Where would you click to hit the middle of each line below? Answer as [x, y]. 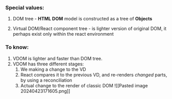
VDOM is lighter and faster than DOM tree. [58, 58]
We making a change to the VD [53, 69]
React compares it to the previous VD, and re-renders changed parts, [94, 75]
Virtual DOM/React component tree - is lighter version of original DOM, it [90, 29]
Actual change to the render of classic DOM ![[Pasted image [84, 85]
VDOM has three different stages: [48, 64]
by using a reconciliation [46, 80]
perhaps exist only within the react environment [63, 34]
